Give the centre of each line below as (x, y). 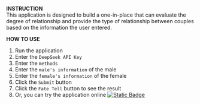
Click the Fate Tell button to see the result (68, 88)
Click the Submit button (43, 82)
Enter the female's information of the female (71, 76)
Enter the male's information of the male (66, 70)
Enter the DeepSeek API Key (48, 57)
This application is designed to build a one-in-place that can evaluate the (96, 15)
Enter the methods (36, 63)
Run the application (39, 51)
